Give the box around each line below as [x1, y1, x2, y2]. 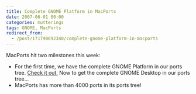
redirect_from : [6, 30, 43, 36]
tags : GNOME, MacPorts [6, 25, 61, 31]
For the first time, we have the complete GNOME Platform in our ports [14, 63, 183, 70]
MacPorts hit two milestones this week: [6, 52, 101, 58]
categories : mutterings [6, 19, 64, 25]
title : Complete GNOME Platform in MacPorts [6, 8, 116, 15]
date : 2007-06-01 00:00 [6, 14, 64, 20]
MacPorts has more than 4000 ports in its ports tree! [14, 82, 142, 88]
